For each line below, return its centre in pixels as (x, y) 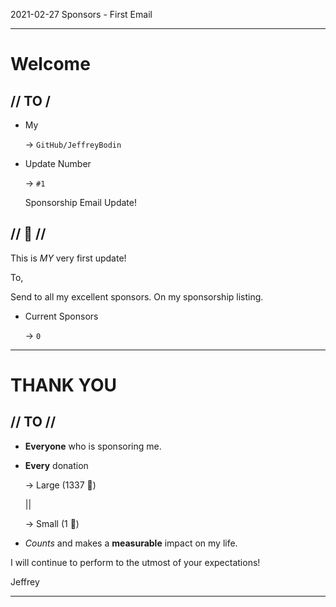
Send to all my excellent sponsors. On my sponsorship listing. (137, 296)
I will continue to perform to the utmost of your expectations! (135, 562)
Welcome (50, 64)
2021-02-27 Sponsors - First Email (81, 14)
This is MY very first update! (68, 258)
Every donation (56, 465)
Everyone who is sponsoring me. (93, 446)
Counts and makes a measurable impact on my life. (131, 543)
